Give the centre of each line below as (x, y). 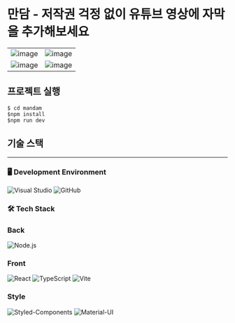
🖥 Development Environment (57, 172)
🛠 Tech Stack (31, 208)
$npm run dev (26, 120)
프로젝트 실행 (34, 92)
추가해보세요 (55, 32)
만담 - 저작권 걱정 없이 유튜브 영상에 (104, 14)
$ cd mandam (24, 108)
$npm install (26, 114)
